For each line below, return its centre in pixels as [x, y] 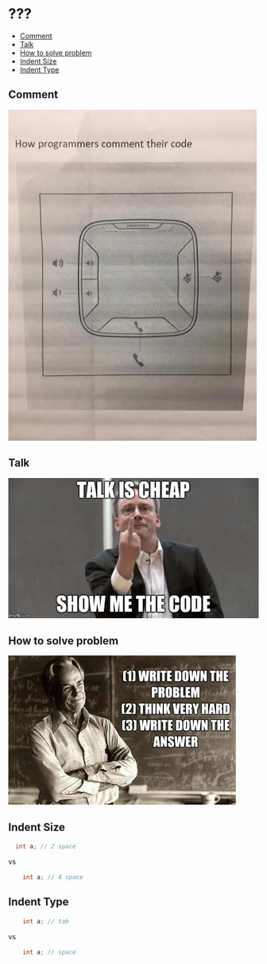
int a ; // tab [46, 921]
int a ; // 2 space [46, 847]
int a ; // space [50, 952]
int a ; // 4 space [53, 877]
